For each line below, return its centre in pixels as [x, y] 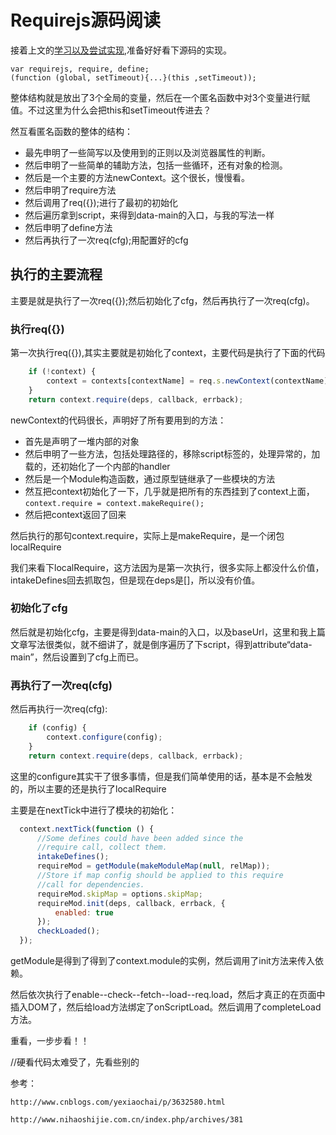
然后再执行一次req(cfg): [59, 709]
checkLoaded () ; [68, 931]
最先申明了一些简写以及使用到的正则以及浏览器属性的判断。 [147, 152]
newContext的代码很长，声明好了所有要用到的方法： [118, 420]
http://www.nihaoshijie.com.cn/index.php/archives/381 [127, 1120]
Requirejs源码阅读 [86, 20]
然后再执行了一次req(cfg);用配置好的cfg [106, 240]
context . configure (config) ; [104, 737]
